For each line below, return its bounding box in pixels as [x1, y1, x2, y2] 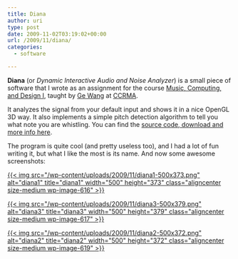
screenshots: [7, 156, 46, 165]
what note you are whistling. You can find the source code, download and [7, 120, 224, 128]
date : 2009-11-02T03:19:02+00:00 [7, 30, 107, 38]
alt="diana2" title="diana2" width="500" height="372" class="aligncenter [7, 236, 224, 245]
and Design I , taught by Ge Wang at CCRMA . [7, 91, 139, 100]
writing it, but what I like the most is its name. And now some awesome [7, 149, 216, 158]
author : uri [7, 17, 43, 24]
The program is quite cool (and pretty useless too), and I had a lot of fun [7, 141, 219, 150]
